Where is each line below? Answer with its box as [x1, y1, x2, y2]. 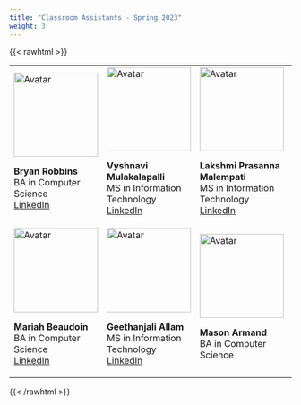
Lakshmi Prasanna [200, 159, 280, 171]
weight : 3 [9, 22, 47, 30]
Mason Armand [200, 326, 267, 339]
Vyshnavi [107, 159, 149, 171]
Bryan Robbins [13, 165, 78, 177]
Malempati [200, 170, 246, 183]
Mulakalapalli [107, 170, 166, 183]
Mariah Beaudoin [13, 320, 89, 332]
